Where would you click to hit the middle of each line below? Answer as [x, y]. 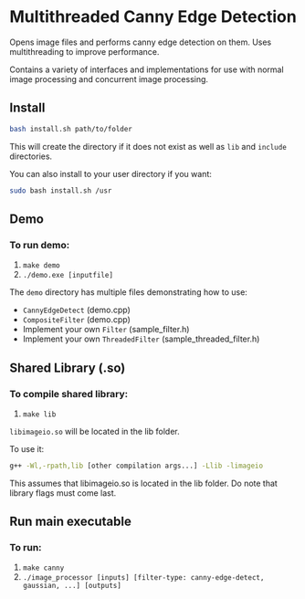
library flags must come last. [63, 493]
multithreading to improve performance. [84, 51]
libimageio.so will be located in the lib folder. [95, 431]
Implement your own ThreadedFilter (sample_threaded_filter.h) [141, 339]
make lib [39, 414]
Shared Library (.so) [68, 368]
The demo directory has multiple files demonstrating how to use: [129, 292]
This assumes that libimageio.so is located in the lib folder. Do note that [144, 483]
